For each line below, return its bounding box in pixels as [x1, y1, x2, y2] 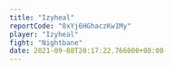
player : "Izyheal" [9, 30, 79, 39]
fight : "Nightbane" [9, 38, 83, 47]
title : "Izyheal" [9, 13, 75, 22]
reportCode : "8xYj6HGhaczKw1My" [9, 22, 131, 30]
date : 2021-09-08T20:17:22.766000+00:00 [9, 47, 165, 56]
